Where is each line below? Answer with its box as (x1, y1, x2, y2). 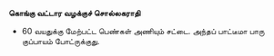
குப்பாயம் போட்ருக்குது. (21, 36, 100, 46)
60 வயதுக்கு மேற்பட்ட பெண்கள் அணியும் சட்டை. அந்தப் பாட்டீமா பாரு (21, 26, 265, 36)
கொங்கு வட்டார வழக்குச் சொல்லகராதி (8, 8, 141, 18)
